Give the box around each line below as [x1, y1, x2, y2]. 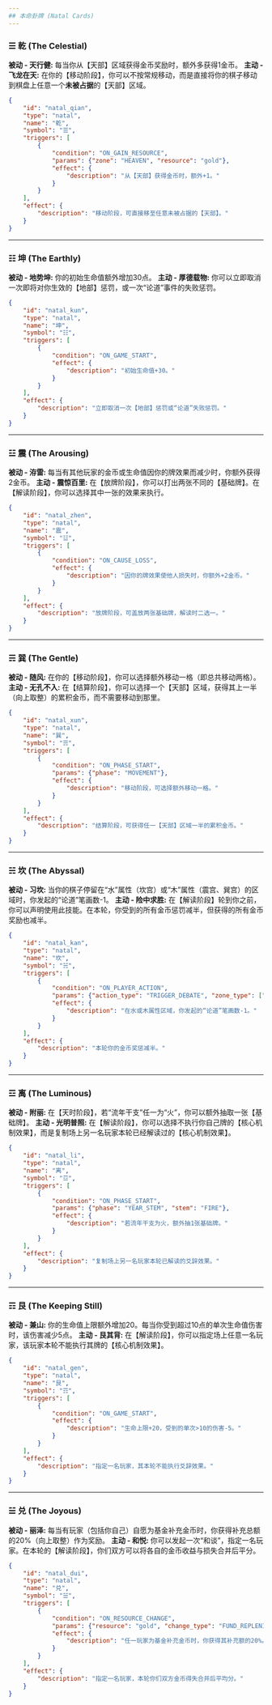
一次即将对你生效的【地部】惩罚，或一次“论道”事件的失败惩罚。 [8, 283, 221, 292]
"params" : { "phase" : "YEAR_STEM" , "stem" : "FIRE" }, [51, 1204, 230, 1213]
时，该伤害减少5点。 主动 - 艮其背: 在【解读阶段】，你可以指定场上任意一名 [8, 1330, 257, 1340]
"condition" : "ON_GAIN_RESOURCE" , [51, 149, 168, 158]
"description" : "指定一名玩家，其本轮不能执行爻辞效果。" [37, 1462, 214, 1470]
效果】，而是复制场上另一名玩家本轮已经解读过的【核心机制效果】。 [15, 1128, 236, 1137]
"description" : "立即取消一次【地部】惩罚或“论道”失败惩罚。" [37, 404, 227, 413]
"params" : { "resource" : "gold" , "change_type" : [51, 1622, 216, 1630]
